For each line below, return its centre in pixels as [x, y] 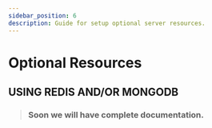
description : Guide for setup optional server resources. [107, 23]
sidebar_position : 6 [43, 16]
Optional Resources [75, 63]
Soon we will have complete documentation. [116, 115]
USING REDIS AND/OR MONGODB [93, 92]
